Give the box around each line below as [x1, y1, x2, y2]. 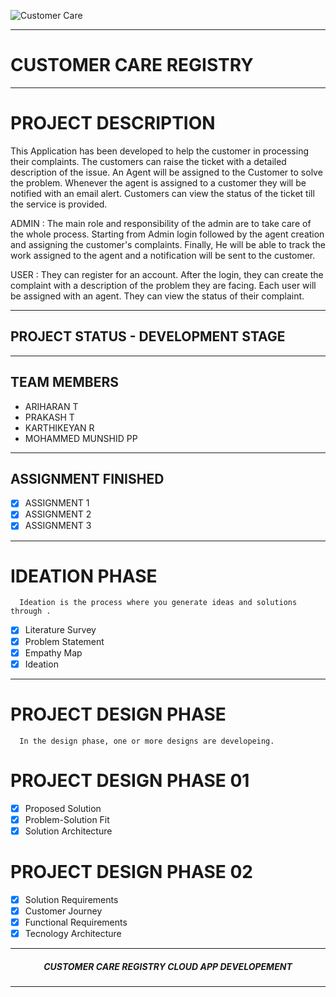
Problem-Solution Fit [24, 813, 110, 825]
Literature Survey [24, 624, 97, 636]
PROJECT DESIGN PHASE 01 [10, 769, 250, 792]
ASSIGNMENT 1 [24, 497, 90, 509]
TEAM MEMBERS [10, 374, 120, 391]
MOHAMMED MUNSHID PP [24, 432, 138, 444]
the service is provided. [10, 198, 108, 210]
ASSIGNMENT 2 [24, 508, 92, 520]
